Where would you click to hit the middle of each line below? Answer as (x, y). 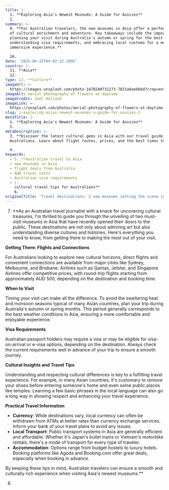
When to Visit (20, 288)
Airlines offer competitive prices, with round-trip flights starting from (76, 273)
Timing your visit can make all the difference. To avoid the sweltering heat (82, 298)
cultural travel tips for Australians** (57, 187)
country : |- (18, 66)
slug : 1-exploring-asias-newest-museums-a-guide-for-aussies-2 (73, 113)
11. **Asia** (23, 71)
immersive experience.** (36, 47)
